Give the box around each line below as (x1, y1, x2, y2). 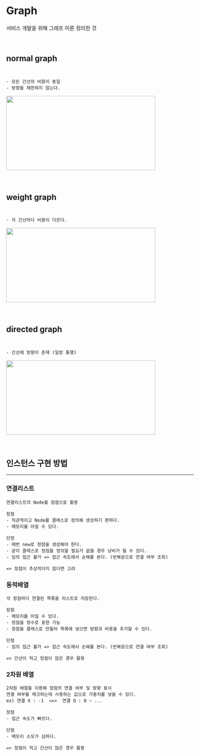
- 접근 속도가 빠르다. (6, 716, 52, 722)
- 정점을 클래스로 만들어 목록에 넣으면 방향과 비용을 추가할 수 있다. (6, 626, 153, 632)
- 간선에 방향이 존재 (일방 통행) (6, 349, 77, 355)
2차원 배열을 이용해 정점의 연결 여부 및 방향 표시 (6, 685, 112, 691)
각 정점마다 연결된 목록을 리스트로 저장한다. (6, 596, 100, 602)
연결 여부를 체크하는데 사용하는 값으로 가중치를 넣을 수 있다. (6, 692, 136, 698)
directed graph (6, 324, 62, 335)
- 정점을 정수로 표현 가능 (6, 620, 61, 626)
